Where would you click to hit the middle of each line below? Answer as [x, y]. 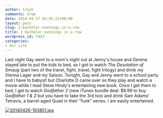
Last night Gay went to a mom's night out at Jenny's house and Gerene [76, 59]
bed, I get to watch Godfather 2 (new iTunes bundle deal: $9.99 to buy [76, 90]
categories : [17, 41]
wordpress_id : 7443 [25, 37]
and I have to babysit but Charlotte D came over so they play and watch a [79, 80]
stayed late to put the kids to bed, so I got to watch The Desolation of [74, 65]
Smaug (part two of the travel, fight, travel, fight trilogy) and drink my [74, 70]
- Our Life [16, 46]
